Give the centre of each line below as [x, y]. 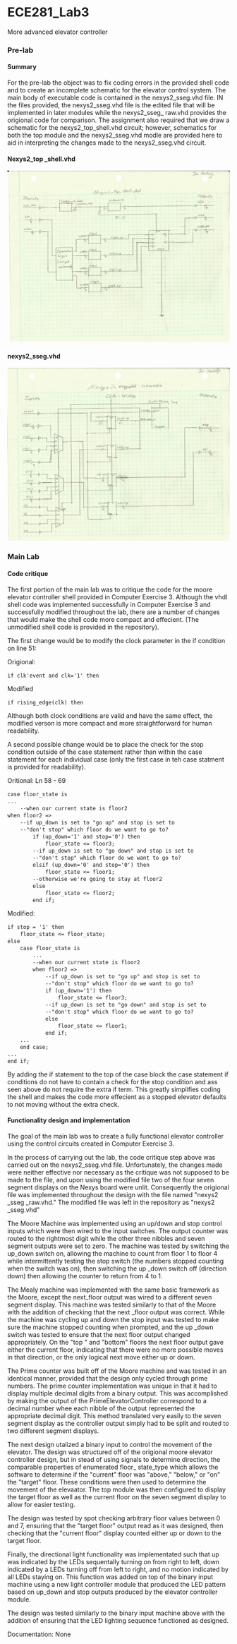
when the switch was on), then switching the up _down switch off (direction [117, 1268]
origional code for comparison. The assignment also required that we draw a [119, 120]
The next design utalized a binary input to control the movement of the [110, 1444]
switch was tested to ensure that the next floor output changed [99, 1334]
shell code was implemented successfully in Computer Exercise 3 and [109, 604]
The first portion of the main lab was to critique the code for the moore [110, 589]
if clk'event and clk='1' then [53, 676]
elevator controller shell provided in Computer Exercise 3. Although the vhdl [117, 596]
